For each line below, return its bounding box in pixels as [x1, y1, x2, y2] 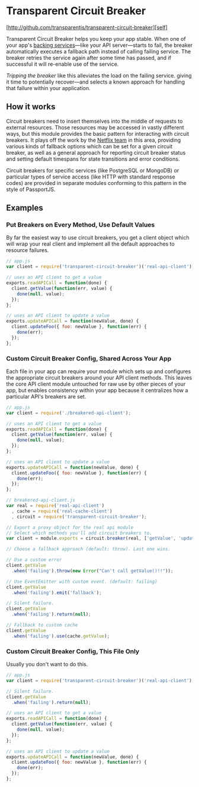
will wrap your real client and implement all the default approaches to [6, 240, 175, 247]
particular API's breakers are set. [6, 393, 86, 400]
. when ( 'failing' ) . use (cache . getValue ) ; [11, 633, 110, 639]
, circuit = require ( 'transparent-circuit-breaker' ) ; [11, 514, 147, 520]
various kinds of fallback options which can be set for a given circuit [6, 142, 173, 149]
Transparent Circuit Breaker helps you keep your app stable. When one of [6, 35, 186, 42]
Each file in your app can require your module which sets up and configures [6, 368, 191, 375]
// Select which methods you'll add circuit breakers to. [6, 530, 152, 536]
